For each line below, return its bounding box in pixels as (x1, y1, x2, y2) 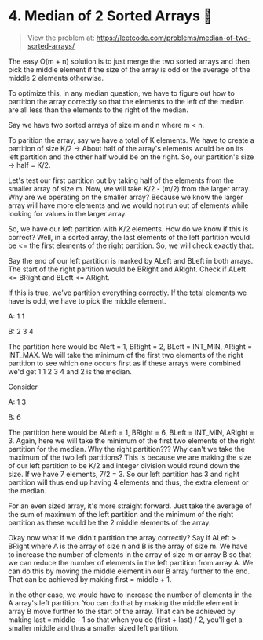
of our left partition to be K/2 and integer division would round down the (8, 460, 241, 470)
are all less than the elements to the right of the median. (8, 105, 188, 115)
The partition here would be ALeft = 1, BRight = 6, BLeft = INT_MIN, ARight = (8, 427, 254, 437)
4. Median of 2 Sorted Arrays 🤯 (8, 7, 213, 25)
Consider (8, 382, 38, 391)
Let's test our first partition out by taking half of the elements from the (8, 176, 234, 185)
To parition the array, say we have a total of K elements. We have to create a (8, 135, 255, 144)
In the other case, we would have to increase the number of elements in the (8, 590, 253, 599)
